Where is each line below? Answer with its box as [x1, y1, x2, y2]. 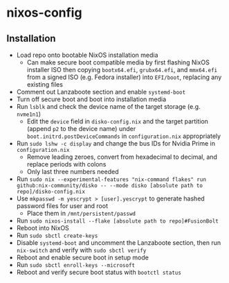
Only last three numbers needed [26, 168, 119, 175]
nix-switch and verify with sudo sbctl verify [16, 246, 147, 254]
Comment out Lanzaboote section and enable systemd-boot [16, 88, 186, 96]
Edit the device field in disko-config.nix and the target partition [26, 117, 209, 126]
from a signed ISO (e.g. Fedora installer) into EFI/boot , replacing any [26, 73, 222, 81]
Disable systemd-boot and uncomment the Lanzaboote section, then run [16, 239, 221, 247]
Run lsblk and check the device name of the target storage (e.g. [16, 103, 201, 110]
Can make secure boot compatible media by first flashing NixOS [26, 58, 210, 67]
